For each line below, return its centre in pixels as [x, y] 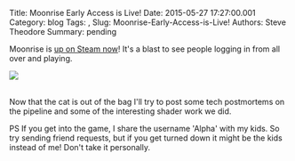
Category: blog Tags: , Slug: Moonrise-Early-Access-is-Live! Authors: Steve [148, 22]
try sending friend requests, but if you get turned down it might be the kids [146, 138]
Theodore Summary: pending [63, 32]
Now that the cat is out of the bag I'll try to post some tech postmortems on [147, 102]
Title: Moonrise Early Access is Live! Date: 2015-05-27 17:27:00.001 [132, 13]
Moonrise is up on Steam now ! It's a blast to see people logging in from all [145, 49]
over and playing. [41, 58]
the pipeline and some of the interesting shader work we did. [120, 111]
